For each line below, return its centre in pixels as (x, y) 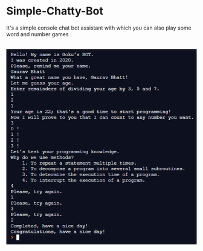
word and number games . (39, 34)
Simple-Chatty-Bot (55, 11)
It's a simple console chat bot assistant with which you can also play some (99, 28)
